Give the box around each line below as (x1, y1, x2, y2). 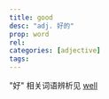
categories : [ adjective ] (9, 46, 101, 55)
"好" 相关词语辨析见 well (9, 80, 98, 90)
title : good (9, 12, 53, 22)
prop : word (9, 29, 50, 38)
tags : (9, 54, 29, 63)
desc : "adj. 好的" (9, 21, 74, 30)
